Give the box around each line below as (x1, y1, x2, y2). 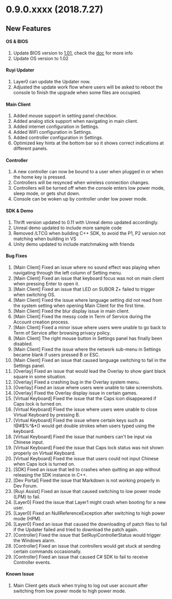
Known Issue (6, 571, 34, 577)
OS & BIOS (6, 39, 29, 45)
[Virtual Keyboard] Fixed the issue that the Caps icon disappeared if (13, 395, 157, 402)
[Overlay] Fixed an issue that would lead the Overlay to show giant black (13, 368, 166, 374)
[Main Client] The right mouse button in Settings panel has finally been (13, 335, 163, 341)
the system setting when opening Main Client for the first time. (13, 302, 145, 308)
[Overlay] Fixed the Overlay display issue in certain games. (13, 390, 138, 396)
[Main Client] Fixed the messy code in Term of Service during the (13, 313, 152, 319)
